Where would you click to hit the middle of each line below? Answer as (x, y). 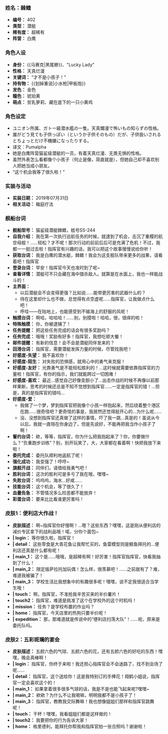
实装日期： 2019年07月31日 (40, 198)
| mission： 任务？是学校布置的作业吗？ (53, 606)
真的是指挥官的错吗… (43, 393)
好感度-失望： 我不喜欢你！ (40, 355)
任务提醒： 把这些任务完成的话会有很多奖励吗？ (61, 330)
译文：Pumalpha (29, 147)
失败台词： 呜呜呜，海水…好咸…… (47, 480)
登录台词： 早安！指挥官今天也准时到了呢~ (56, 268)
